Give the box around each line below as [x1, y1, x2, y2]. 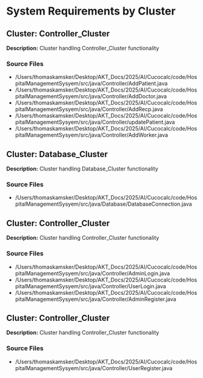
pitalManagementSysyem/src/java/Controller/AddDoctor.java [15, 93, 167, 100]
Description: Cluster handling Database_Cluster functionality [6, 165, 159, 172]
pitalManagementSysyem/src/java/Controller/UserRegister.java [15, 364, 173, 371]
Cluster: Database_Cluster [6, 149, 108, 159]
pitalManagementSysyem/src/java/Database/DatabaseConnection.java [15, 200, 192, 208]
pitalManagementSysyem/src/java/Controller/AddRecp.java [15, 106, 164, 113]
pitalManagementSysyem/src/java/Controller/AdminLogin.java [15, 269, 170, 277]
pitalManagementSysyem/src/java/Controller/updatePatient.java [15, 118, 175, 126]
